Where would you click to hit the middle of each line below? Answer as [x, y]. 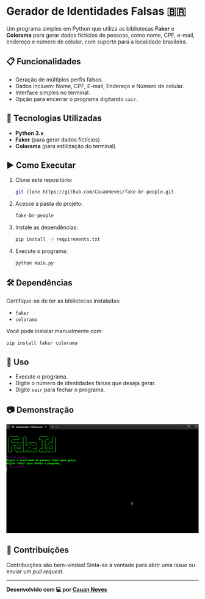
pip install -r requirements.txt [58, 239]
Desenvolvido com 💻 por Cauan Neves [57, 589]
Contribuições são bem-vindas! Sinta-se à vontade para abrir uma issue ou [101, 565]
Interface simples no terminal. [52, 92]
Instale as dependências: [46, 227]
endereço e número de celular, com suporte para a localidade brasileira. [97, 42]
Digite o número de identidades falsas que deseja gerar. [85, 383]
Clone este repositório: [44, 180]
